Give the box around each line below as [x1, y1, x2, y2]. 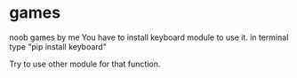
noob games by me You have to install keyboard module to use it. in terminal [9, 32, 289, 43]
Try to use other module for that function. [9, 58, 161, 69]
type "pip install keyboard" [9, 41, 107, 51]
